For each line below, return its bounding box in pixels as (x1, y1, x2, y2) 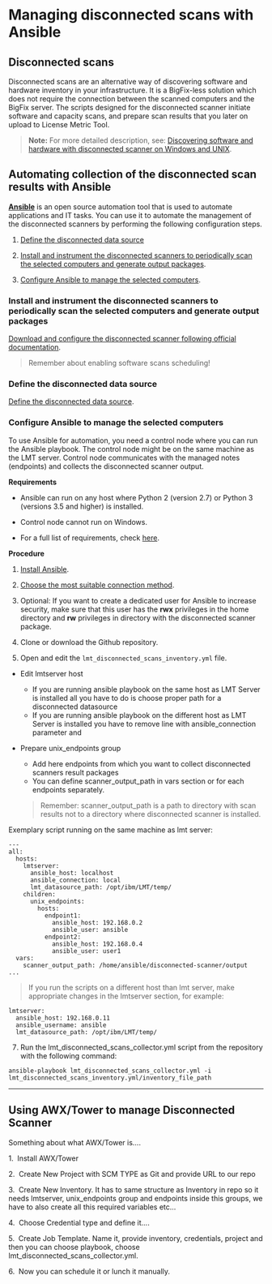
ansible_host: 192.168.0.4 (51, 939, 143, 948)
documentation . (8, 342, 62, 352)
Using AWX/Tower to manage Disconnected (8, 1103, 236, 1117)
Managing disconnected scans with (8, 6, 254, 24)
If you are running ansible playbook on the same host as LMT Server (32, 684, 261, 694)
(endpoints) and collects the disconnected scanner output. (8, 461, 204, 471)
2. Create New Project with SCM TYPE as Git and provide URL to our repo (8, 1169, 257, 1179)
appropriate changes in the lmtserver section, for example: (28, 991, 224, 1001)
